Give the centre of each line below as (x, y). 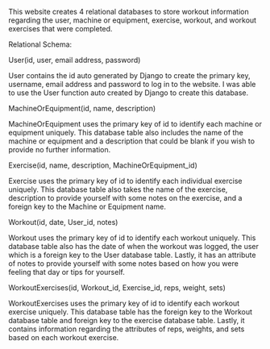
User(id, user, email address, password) (75, 60)
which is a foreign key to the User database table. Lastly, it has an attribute (132, 255)
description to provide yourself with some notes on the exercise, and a (125, 198)
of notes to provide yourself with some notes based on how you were (124, 264)
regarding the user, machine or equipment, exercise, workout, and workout (132, 20)
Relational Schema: (40, 44)
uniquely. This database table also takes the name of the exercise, (118, 189)
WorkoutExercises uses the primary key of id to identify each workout (124, 303)
